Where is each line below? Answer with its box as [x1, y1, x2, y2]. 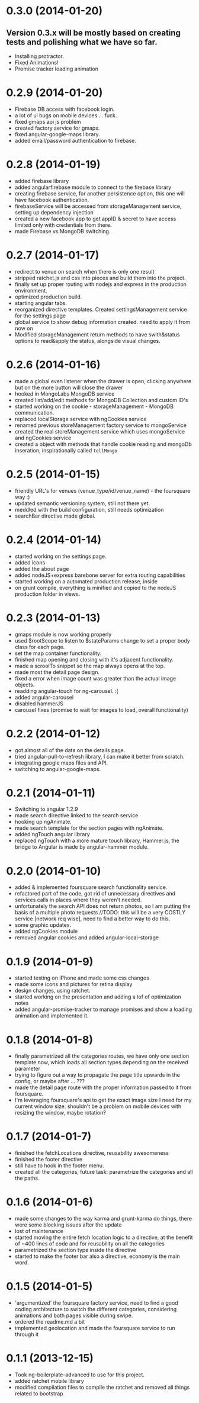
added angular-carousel [14, 694, 74, 701]
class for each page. [14, 643, 65, 650]
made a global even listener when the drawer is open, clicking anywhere [14, 377, 191, 384]
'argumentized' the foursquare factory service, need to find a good [14, 1299, 179, 1306]
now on [14, 325, 34, 332]
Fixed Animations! [14, 59, 59, 66]
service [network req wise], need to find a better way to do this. [14, 915, 171, 922]
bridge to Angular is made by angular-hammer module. [14, 843, 149, 850]
